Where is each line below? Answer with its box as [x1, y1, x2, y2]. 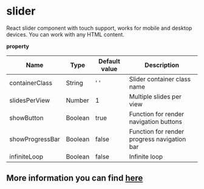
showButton [9, 114, 44, 122]
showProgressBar [9, 135, 61, 143]
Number [66, 96, 89, 105]
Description [144, 61, 180, 69]
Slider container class [129, 75, 191, 83]
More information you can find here [6, 173, 143, 184]
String [66, 78, 83, 87]
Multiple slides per [129, 92, 182, 101]
